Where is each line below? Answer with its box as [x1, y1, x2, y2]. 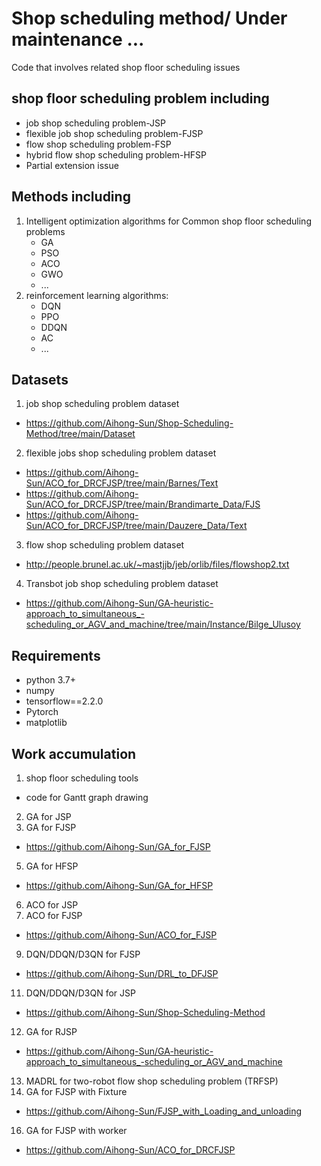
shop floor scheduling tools [25, 772, 139, 784]
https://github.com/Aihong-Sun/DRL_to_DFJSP [25, 968, 219, 979]
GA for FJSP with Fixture [25, 1086, 128, 1097]
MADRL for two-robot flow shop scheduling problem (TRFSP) [25, 1075, 279, 1087]
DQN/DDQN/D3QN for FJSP [25, 948, 141, 960]
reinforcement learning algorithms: [25, 289, 169, 301]
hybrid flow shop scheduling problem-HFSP [25, 148, 208, 161]
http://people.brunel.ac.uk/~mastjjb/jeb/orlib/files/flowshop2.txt [25, 558, 290, 571]
